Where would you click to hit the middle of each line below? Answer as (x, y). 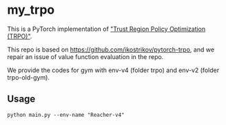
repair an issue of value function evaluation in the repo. (85, 56)
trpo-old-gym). (29, 77)
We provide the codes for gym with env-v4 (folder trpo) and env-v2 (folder (113, 70)
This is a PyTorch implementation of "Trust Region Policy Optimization (106, 29)
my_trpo (31, 10)
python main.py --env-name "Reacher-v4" (66, 115)
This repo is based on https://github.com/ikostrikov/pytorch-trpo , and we (111, 49)
